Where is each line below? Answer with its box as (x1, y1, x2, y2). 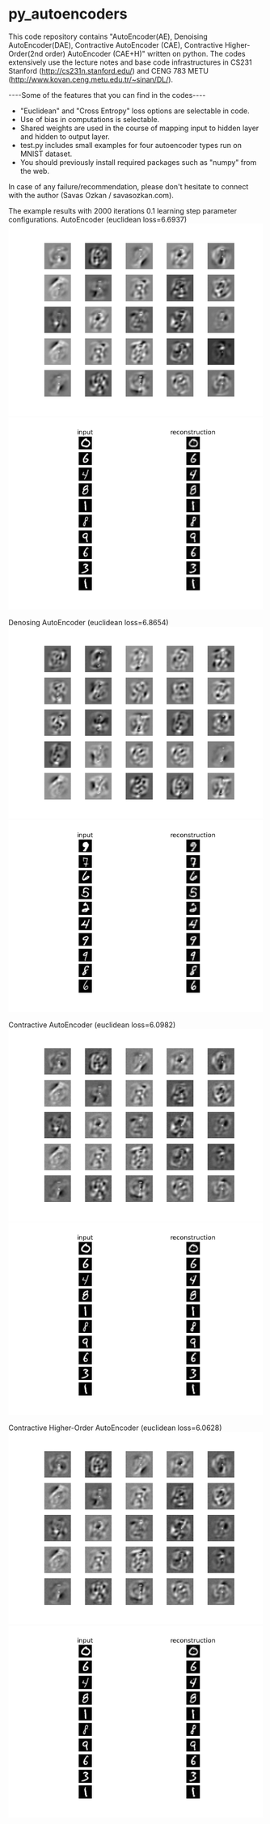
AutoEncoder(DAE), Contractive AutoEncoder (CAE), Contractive (8, 40, 224, 49)
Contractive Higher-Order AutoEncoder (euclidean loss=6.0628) (8, 1423, 222, 1433)
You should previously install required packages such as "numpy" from (19, 157, 257, 167)
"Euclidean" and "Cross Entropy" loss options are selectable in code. (19, 106, 250, 116)
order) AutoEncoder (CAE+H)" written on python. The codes (44, 49, 246, 58)
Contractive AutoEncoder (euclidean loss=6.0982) (8, 1020, 176, 1030)
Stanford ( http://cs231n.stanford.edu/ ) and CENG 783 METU (8, 66, 209, 75)
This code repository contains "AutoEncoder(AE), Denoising (8, 32, 208, 41)
